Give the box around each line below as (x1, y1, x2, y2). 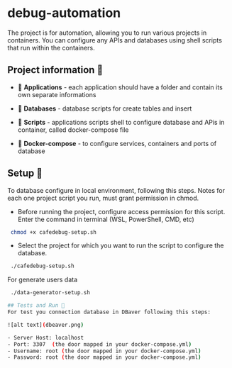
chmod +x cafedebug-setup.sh (10, 228, 97, 235)
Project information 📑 (7, 64, 104, 76)
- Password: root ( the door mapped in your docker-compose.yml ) (7, 354, 201, 361)
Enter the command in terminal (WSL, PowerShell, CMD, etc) (17, 215, 195, 223)
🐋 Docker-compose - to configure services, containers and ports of (17, 139, 217, 147)
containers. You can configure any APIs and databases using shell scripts (7, 35, 222, 44)
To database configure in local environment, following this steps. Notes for (7, 186, 226, 194)
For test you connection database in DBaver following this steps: (7, 308, 211, 316)
